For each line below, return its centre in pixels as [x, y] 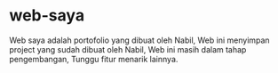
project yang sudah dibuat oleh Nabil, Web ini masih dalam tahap [128, 49]
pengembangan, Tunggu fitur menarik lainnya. [94, 59]
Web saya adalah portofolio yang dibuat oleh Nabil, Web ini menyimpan [139, 40]
